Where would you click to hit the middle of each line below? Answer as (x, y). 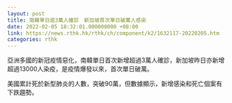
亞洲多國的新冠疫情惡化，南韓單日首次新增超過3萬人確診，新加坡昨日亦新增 (116, 61)
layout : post (26, 14)
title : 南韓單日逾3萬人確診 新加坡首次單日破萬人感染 (77, 20)
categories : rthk (32, 40)
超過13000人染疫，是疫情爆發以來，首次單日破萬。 (80, 69)
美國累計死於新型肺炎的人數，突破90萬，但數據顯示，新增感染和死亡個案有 (115, 84)
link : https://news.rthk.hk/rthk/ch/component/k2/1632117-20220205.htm (113, 33)
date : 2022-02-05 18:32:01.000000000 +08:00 (73, 26)
